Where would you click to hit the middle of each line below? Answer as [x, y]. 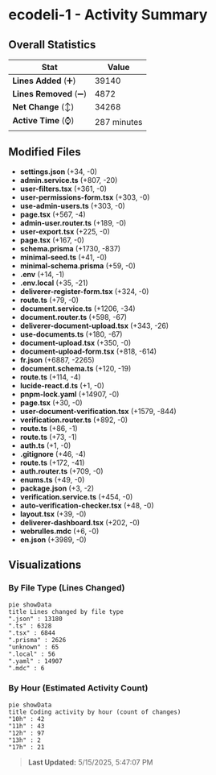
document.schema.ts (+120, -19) [75, 368]
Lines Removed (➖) [49, 94]
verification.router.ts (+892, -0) [74, 420]
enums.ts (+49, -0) [52, 479]
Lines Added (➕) [44, 81]
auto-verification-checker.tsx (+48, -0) [87, 505]
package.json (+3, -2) [57, 488]
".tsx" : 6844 [32, 633]
